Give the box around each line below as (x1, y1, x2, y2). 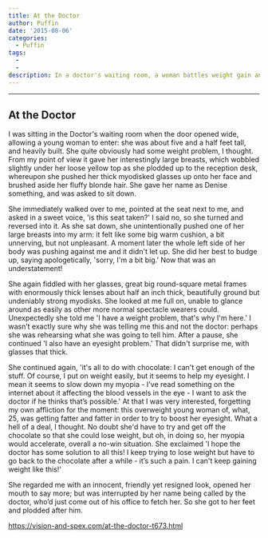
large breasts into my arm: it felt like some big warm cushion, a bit (8, 229, 225, 240)
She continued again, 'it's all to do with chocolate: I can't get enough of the (8, 363, 255, 373)
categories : (8, 34, 48, 42)
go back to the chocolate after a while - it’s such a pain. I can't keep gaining (8, 456, 257, 466)
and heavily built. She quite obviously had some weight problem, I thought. (8, 146, 254, 156)
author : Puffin (8, 19, 59, 27)
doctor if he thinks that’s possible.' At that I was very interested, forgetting (8, 397, 251, 406)
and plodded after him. (8, 505, 84, 516)
